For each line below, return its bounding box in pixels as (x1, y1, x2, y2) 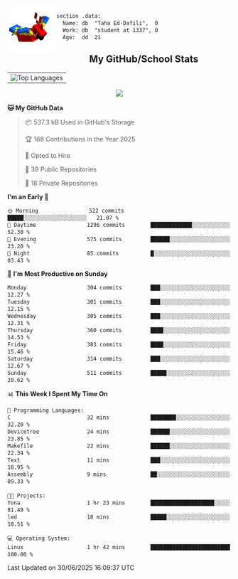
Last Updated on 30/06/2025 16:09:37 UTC (7, 563, 135, 572)
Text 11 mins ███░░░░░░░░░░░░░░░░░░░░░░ (7, 457, 231, 464)
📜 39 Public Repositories (24, 165, 97, 174)
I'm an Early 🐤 (7, 193, 49, 201)
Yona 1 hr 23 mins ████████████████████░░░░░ (7, 499, 231, 506)
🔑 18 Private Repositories (24, 179, 98, 188)
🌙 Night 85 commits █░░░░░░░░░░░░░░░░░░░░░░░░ (7, 250, 231, 257)
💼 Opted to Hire (24, 152, 71, 160)
